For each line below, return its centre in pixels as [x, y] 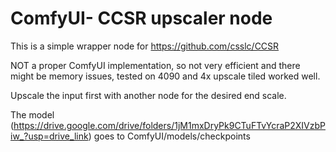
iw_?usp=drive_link [49, 136]
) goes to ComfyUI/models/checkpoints [169, 136]
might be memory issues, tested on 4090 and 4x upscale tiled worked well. [165, 76]
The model [32, 114]
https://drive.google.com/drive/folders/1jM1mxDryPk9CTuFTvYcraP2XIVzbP [169, 125]
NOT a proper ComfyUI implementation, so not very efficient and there [155, 65]
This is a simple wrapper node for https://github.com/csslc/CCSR [145, 46]
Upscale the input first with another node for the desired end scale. [148, 95]
